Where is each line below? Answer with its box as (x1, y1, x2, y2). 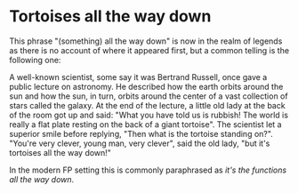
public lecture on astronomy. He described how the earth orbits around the (9, 81, 284, 92)
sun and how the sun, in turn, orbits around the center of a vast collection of (9, 91, 288, 101)
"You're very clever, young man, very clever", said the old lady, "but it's (9, 138, 270, 149)
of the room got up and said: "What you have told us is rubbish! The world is (9, 109, 289, 120)
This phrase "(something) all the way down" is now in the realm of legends (9, 36, 283, 46)
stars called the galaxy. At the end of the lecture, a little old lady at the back (9, 100, 286, 110)
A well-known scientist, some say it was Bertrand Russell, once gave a (9, 71, 268, 82)
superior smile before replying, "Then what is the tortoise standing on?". (9, 128, 273, 139)
